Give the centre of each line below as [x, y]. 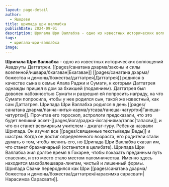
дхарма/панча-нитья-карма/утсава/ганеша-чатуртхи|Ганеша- [93, 110]
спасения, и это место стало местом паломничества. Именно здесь [79, 158]
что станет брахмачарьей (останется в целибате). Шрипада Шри [75, 147]
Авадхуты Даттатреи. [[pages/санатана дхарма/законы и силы [73, 67]
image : [12, 47]
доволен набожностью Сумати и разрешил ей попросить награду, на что [84, 93]
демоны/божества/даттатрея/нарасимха [75, 173]
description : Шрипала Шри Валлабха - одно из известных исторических [80, 33]
